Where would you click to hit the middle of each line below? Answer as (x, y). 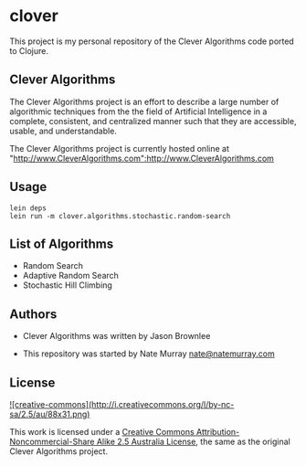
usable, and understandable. (63, 131)
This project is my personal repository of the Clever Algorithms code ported (152, 41)
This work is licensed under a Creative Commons (102, 432)
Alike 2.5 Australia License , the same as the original (193, 441)
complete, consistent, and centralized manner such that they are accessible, (153, 121)
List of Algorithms (62, 244)
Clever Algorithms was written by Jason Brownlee (116, 336)
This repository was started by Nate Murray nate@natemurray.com (149, 354)
